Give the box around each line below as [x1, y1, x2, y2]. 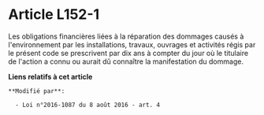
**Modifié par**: [8, 87, 65, 95]
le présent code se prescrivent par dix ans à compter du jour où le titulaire [8, 48, 249, 57]
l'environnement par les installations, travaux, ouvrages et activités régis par [8, 39, 256, 49]
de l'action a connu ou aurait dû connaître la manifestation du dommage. [8, 57, 244, 66]
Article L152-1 [8, 6, 100, 24]
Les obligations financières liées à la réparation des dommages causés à [8, 32, 244, 41]
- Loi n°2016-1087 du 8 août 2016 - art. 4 [15, 101, 160, 109]
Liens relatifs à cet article [8, 72, 93, 81]
